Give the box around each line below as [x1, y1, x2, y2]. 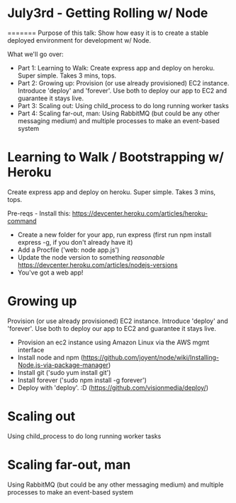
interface [17, 345, 45, 354]
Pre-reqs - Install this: [7, 208, 71, 218]
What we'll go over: [7, 50, 64, 58]
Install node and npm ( [17, 353, 84, 361]
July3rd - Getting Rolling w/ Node [7, 5, 208, 21]
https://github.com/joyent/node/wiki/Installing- [82, 353, 220, 361]
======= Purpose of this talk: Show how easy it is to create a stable [7, 28, 209, 37]
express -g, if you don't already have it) [17, 238, 133, 246]
